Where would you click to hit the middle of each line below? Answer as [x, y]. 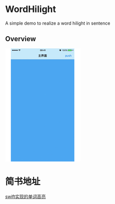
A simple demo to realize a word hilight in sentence [58, 23]
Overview [21, 39]
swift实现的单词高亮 [25, 196]
